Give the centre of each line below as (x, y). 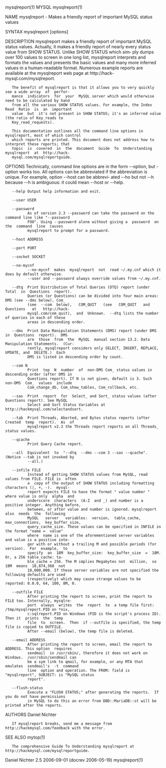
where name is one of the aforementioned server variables (91, 536)
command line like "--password (38, 218)
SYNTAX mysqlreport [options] (37, 32)
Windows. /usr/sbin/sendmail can (41, 658)
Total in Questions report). (39, 292)
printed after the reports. (34, 705)
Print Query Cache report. (55, 444)
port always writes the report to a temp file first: (91, 605)
